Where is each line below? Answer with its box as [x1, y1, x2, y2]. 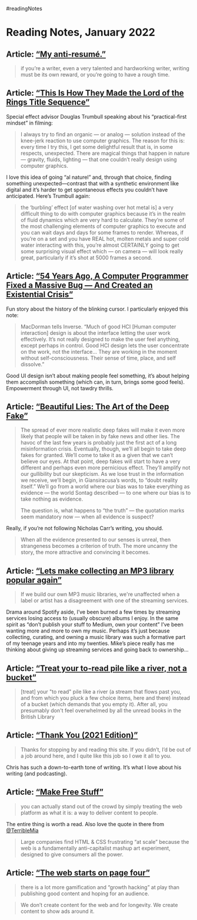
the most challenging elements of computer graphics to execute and [20, 223, 186, 230]
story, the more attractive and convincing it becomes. [20, 549, 151, 556]
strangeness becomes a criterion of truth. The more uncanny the [20, 543, 178, 550]
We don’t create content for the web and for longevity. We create [20, 901, 178, 908]
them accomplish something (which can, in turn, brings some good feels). [6, 378, 185, 386]
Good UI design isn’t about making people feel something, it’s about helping [6, 372, 189, 379]
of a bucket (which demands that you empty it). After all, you [20, 701, 168, 708]
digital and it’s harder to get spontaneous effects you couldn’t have [6, 186, 168, 193]
